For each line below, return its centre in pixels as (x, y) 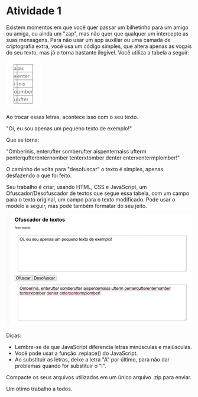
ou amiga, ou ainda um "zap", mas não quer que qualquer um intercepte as (98, 33)
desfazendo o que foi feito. (39, 175)
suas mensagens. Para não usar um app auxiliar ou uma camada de (88, 40)
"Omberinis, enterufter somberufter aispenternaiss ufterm (76, 151)
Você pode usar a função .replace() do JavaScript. (76, 353)
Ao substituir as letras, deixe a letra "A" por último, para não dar (92, 360)
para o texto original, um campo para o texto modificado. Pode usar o (91, 199)
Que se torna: (23, 140)
